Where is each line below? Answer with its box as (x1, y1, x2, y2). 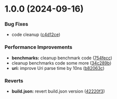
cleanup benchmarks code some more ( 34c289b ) (11, 60, 112, 66)
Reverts (4, 77, 24, 84)
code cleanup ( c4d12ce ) (11, 32, 61, 37)
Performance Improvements (4, 44, 73, 50)
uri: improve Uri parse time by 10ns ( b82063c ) (11, 65, 105, 71)
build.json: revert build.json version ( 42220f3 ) (11, 88, 105, 94)
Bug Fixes (4, 21, 29, 28)
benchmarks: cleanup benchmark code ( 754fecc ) (11, 55, 113, 61)
